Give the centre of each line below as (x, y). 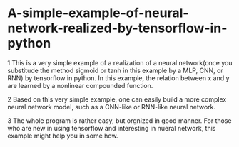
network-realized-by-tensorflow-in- (117, 28)
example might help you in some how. (63, 136)
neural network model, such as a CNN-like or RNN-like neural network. (112, 107)
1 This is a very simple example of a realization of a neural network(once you (120, 62)
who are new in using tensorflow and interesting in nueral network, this (112, 128)
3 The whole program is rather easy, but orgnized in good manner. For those (119, 120)
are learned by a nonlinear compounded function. (80, 85)
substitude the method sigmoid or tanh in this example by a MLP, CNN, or (115, 70)
